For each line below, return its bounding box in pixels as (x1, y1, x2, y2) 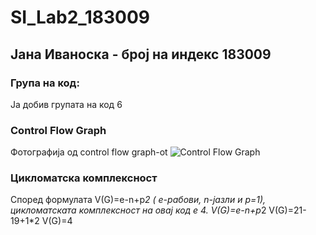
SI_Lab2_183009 (10, 6, 150, 29)
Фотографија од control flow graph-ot (10, 146, 168, 158)
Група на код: (10, 76, 80, 90)
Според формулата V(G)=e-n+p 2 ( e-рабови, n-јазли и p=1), (10, 194, 267, 206)
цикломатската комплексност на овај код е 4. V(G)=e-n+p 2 (10, 204, 267, 216)
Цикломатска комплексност (10, 171, 158, 185)
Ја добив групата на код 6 (10, 98, 123, 110)
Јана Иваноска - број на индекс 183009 (10, 46, 272, 63)
